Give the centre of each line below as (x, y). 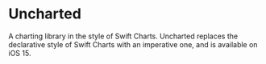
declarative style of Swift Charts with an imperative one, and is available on (133, 44)
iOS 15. (20, 53)
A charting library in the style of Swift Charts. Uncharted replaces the (123, 36)
